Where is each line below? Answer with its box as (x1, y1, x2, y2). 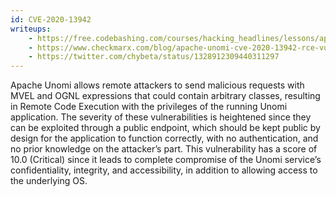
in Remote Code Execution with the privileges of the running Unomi (10, 101, 288, 113)
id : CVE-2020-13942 (10, 14, 92, 25)
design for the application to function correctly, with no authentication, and (10, 132, 319, 145)
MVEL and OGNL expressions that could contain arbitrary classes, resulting (10, 90, 321, 102)
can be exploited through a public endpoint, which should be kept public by (10, 122, 321, 134)
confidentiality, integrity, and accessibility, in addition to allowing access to (10, 164, 318, 176)
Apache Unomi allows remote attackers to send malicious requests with (10, 79, 305, 91)
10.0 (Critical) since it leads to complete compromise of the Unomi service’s (10, 154, 322, 166)
